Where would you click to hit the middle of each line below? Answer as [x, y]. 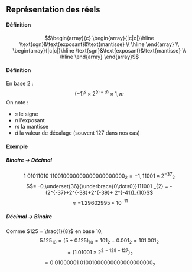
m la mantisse [32, 127]
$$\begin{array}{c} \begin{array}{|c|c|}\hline [99, 38]
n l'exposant [30, 120]
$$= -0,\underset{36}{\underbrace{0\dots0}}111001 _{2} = [97, 186]
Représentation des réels [53, 10]
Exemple [17, 146]
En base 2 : [20, 83]
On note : [17, 103]
